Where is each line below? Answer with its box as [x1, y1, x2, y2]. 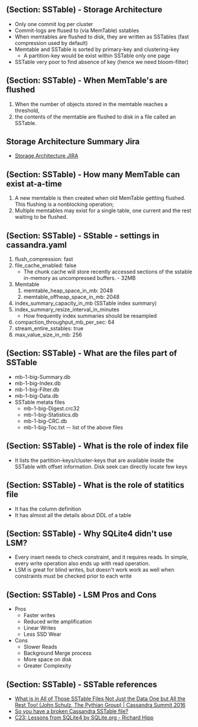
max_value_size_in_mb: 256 [14, 331, 82, 339]
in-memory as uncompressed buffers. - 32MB [23, 275, 136, 282]
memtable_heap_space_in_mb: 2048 [23, 287, 113, 294]
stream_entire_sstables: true [14, 325, 84, 332]
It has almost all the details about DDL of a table [14, 511, 132, 518]
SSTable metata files [14, 398, 65, 406]
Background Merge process [23, 649, 92, 657]
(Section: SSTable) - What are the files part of [6, 348, 177, 358]
